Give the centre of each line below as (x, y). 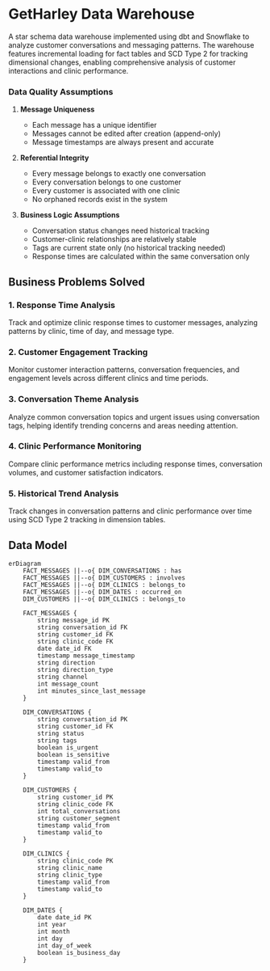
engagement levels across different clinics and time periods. (108, 378)
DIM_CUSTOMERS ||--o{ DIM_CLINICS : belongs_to (104, 599)
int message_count (68, 684)
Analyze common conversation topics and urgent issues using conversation (134, 416)
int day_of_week (64, 946)
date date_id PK (64, 917)
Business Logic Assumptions (70, 215)
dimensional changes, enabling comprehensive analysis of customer (122, 62)
